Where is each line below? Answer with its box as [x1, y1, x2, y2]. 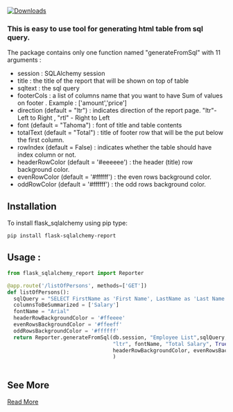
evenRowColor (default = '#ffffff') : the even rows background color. [17, 173, 212, 181]
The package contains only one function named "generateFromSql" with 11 [7, 49, 221, 57]
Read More [7, 397, 39, 406]
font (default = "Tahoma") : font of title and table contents [17, 121, 182, 129]
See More [7, 379, 50, 391]
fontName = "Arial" [13, 308, 70, 315]
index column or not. [17, 150, 76, 159]
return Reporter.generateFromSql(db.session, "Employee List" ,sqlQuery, [13, 334, 228, 341]
